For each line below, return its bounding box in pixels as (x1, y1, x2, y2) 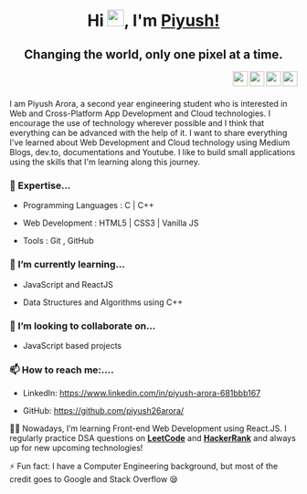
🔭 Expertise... (9, 179, 71, 192)
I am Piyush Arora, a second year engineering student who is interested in (9, 99, 288, 109)
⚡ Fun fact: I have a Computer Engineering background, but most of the (9, 461, 279, 472)
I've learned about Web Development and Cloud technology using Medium (9, 137, 291, 148)
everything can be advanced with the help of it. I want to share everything (9, 128, 288, 138)
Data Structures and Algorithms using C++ (22, 297, 184, 308)
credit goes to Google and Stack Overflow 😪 (9, 474, 178, 485)
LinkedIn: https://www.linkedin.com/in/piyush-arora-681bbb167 (22, 388, 261, 399)
